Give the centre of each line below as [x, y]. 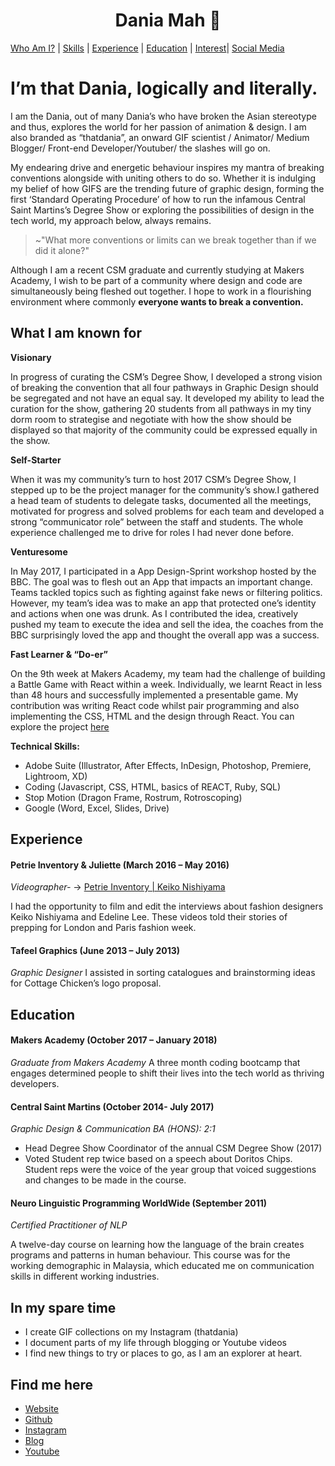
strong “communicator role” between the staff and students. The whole [157, 521]
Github [38, 1420]
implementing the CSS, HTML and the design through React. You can [152, 716]
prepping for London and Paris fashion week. [103, 928]
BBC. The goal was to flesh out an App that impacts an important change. [161, 581]
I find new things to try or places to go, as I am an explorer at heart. [163, 1353]
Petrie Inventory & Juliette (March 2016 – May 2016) [120, 865]
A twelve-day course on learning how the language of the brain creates [157, 1245]
